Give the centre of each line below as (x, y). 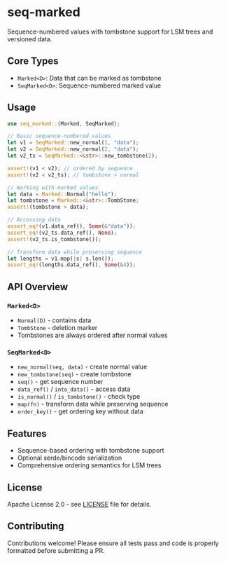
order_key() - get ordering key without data (80, 411)
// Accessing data (34, 220)
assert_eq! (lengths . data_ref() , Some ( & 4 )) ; (72, 265)
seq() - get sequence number (60, 382)
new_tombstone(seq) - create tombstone (74, 374)
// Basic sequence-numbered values (59, 136)
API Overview (38, 287)
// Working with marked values (53, 187)
